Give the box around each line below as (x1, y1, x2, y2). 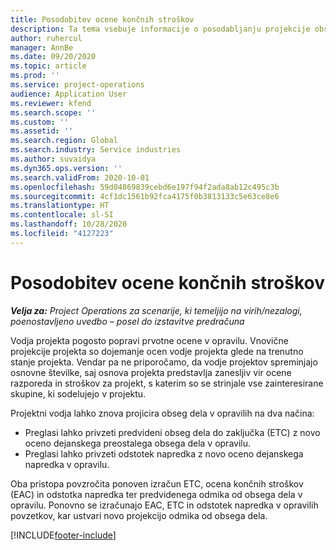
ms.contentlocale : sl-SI (10, 210, 114, 220)
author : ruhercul (10, 33, 83, 43)
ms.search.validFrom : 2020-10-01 (10, 172, 150, 183)
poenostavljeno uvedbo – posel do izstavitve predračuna (10, 315, 245, 327)
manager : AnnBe (10, 42, 74, 53)
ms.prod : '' (10, 71, 60, 81)
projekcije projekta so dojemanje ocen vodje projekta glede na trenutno (10, 345, 304, 357)
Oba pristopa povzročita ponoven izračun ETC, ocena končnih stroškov (10, 477, 304, 490)
